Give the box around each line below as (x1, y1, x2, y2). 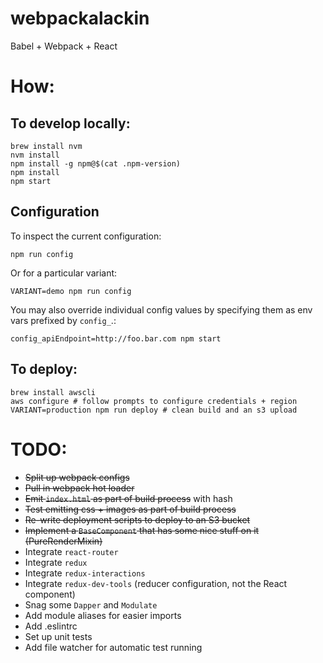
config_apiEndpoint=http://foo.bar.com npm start (10, 333, 222, 344)
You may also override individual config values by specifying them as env (10, 303, 313, 316)
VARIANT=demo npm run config (10, 286, 132, 296)
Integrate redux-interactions (24, 567, 146, 579)
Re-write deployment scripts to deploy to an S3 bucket (24, 513, 251, 526)
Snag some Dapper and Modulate (24, 598, 158, 611)
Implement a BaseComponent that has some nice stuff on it (24, 524, 260, 536)
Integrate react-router (24, 545, 119, 557)
